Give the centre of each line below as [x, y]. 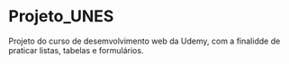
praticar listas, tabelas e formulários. [76, 50]
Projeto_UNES [61, 16]
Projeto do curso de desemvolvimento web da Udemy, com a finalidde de [144, 41]
